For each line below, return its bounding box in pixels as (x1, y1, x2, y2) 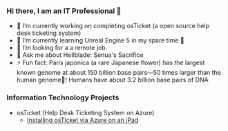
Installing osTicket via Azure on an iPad (26, 116, 139, 124)
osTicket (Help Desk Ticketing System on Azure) (16, 108, 155, 117)
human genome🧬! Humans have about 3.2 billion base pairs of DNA (16, 75, 209, 84)
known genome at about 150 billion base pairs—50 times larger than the (16, 69, 222, 77)
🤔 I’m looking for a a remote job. (16, 44, 108, 52)
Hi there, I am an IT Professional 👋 (6, 6, 122, 16)
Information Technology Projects (6, 93, 120, 102)
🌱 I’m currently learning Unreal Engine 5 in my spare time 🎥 (16, 36, 184, 45)
